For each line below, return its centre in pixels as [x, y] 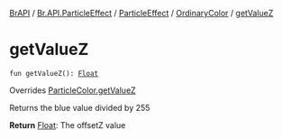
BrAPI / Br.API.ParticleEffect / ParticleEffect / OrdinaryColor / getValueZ [141, 13]
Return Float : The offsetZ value [68, 125]
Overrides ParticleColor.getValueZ [73, 90]
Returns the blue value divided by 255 [80, 107]
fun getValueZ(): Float [54, 73]
